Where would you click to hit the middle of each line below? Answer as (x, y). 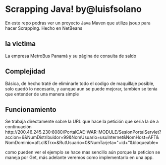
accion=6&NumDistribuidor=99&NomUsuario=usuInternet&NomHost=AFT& (82, 137)
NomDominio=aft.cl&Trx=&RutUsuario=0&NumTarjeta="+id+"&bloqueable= (82, 143)
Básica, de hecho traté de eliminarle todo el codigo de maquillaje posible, (80, 83)
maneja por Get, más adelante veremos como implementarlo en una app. (80, 158)
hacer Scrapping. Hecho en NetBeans (44, 28)
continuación (19, 127)
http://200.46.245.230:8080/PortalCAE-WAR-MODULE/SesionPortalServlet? (83, 132)
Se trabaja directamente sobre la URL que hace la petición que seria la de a (82, 122)
